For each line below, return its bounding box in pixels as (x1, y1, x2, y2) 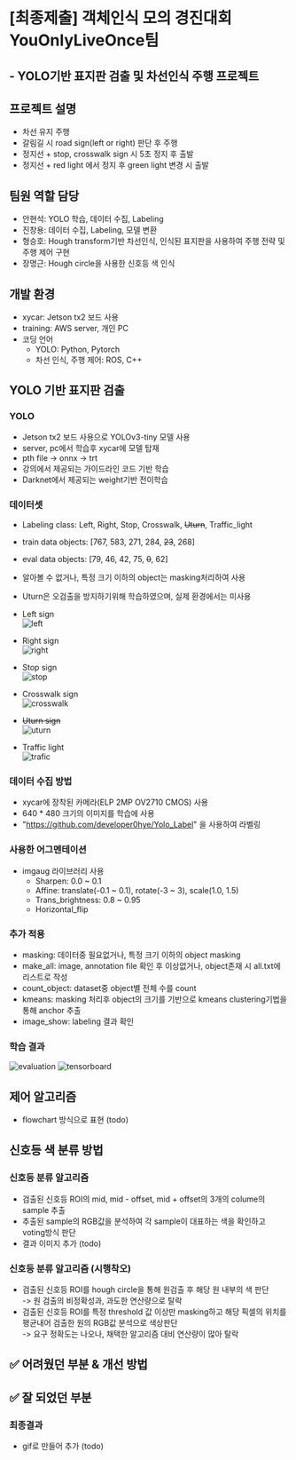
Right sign (21, 636, 59, 646)
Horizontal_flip (35, 903, 89, 915)
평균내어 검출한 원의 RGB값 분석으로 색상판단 (21, 1317, 178, 1328)
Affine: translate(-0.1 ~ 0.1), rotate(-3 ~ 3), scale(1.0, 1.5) (35, 885, 239, 895)
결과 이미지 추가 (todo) (21, 1238, 102, 1249)
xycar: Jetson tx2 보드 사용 (21, 312, 120, 322)
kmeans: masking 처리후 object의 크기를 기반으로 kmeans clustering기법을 (21, 994, 288, 1004)
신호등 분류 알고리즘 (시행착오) (9, 1262, 131, 1274)
